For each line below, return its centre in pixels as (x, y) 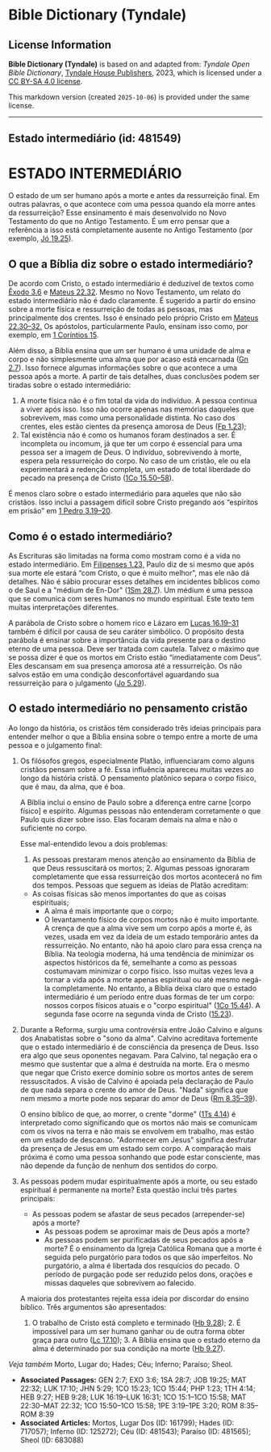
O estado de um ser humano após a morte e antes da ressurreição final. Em (134, 196)
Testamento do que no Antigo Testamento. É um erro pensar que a (119, 222)
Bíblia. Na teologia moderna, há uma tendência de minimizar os (149, 954)
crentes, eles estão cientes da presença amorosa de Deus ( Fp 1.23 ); (133, 427)
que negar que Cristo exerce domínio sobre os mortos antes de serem (137, 1072)
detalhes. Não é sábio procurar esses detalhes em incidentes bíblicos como (134, 581)
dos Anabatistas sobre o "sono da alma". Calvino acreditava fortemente (139, 1038)
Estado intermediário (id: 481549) (95, 139)
